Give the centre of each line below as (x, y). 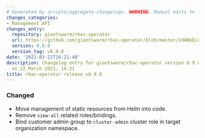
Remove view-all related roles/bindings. (66, 115)
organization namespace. (47, 128)
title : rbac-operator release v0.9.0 (54, 74)
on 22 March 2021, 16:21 (43, 68)
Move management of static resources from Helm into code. (91, 109)
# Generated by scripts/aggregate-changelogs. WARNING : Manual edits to (101, 12)
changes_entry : (26, 29)
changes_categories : (33, 18)
